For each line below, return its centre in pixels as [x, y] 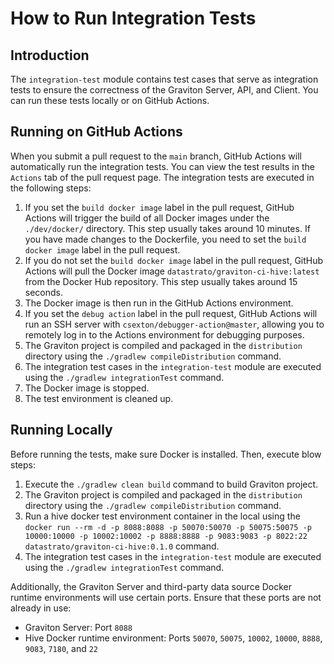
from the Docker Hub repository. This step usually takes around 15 [161, 281]
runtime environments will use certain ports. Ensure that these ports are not [166, 597]
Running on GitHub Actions [96, 132]
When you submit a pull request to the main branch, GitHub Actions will [156, 156]
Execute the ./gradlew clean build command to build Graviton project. [171, 484]
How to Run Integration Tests [133, 18]
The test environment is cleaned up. [99, 398]
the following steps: [51, 188]
